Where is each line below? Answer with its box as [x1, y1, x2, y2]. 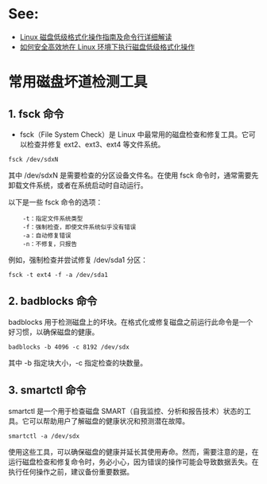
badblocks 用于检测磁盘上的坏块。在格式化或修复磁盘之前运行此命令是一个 [8, 317, 253, 326]
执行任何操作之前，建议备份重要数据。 [8, 466, 133, 476]
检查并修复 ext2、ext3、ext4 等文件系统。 [26, 139, 165, 149]
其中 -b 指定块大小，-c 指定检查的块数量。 [8, 357, 148, 367]
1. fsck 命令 [8, 107, 64, 120]
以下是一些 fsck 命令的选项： [8, 197, 103, 207]
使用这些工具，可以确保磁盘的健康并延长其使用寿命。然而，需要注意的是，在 [8, 447, 259, 456]
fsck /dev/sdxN [8, 155, 59, 163]
